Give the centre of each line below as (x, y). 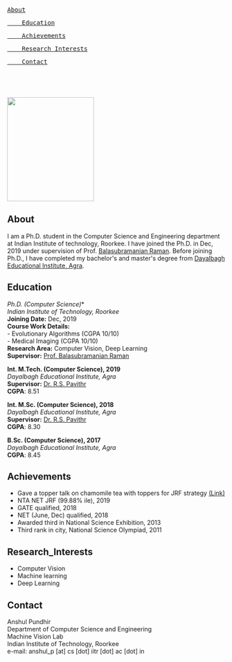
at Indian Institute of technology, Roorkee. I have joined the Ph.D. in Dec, (110, 243)
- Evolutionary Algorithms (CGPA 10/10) (63, 333)
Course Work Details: (39, 326)
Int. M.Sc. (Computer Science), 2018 (61, 404)
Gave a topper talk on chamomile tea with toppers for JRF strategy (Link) (121, 493)
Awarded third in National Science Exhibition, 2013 (89, 523)
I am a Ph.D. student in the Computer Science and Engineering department (114, 236)
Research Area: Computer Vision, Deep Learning (77, 348)
